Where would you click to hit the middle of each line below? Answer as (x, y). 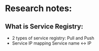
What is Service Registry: (44, 26)
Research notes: (39, 8)
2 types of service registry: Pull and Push (53, 38)
